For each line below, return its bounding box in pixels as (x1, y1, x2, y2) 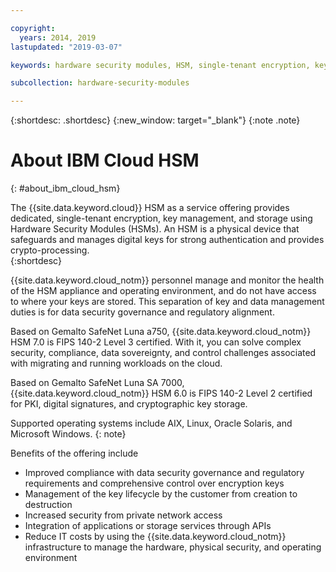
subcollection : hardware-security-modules (10, 78, 190, 88)
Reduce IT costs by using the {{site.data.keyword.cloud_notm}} (24, 531, 287, 543)
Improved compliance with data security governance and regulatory (24, 467, 305, 479)
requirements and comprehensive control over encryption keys (24, 477, 285, 490)
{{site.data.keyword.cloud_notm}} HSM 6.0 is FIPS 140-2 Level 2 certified (10, 387, 313, 400)
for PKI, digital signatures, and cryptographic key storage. (10, 398, 248, 410)
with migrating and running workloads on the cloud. (10, 357, 223, 370)
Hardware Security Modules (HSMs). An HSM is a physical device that (10, 223, 300, 235)
